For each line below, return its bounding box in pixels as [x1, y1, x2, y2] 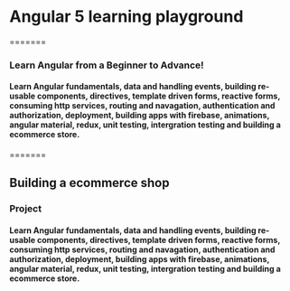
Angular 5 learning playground [9, 6, 244, 27]
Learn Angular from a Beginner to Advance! [9, 59, 205, 71]
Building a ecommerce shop [9, 175, 170, 191]
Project [9, 202, 42, 215]
